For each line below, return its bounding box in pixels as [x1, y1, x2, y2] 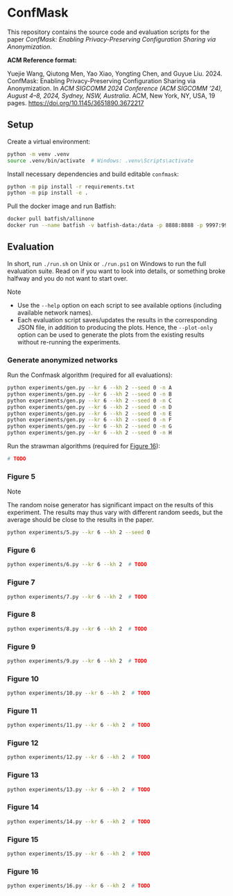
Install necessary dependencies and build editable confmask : [7, 170, 179, 178]
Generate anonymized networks [7, 355, 118, 364]
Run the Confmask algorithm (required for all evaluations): [7, 371, 173, 379]
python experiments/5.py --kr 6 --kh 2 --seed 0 [7, 529, 150, 536]
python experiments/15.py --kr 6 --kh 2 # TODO [7, 850, 150, 857]
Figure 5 [7, 471, 36, 481]
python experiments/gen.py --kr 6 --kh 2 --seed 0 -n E [7, 410, 172, 417]
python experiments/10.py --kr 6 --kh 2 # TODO [7, 689, 150, 697]
